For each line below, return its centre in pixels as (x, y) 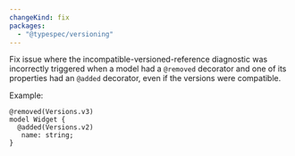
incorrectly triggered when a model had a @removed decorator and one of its (148, 69)
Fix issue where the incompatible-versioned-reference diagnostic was (139, 60)
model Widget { (38, 120)
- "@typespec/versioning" (66, 34)
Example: (26, 95)
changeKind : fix (39, 17)
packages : (28, 26)
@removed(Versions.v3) (51, 112)
